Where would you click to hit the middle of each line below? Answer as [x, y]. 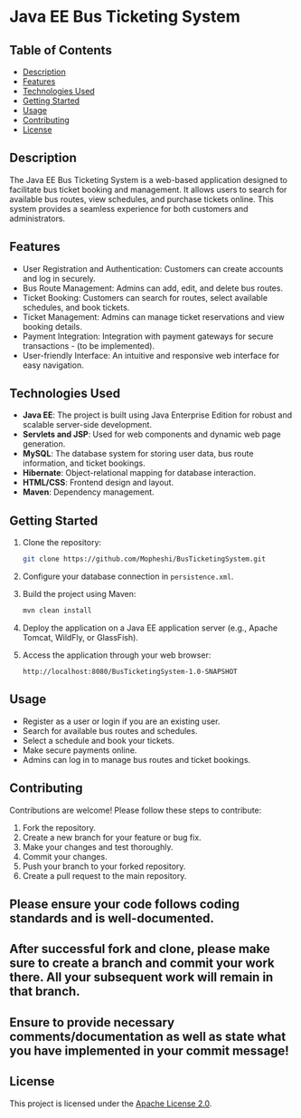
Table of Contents [61, 50]
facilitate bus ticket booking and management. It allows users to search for [148, 189]
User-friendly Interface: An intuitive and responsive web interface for [151, 355]
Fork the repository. [59, 827]
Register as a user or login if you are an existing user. [121, 721]
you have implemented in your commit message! [149, 1051]
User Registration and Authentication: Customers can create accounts [153, 268]
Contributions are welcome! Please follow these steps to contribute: [136, 810]
